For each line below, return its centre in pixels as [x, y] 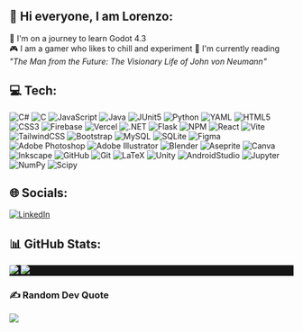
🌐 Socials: [39, 193]
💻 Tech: [33, 91]
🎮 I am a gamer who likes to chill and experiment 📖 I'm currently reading [144, 48]
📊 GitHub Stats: [55, 244]
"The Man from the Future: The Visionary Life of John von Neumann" [138, 61]
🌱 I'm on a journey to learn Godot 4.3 [78, 38]
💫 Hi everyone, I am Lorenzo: [91, 17]
